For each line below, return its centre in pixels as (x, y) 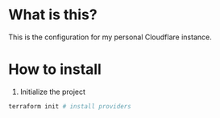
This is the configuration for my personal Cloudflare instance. (110, 37)
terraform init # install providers (70, 106)
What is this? (53, 15)
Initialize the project (53, 92)
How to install (55, 69)
